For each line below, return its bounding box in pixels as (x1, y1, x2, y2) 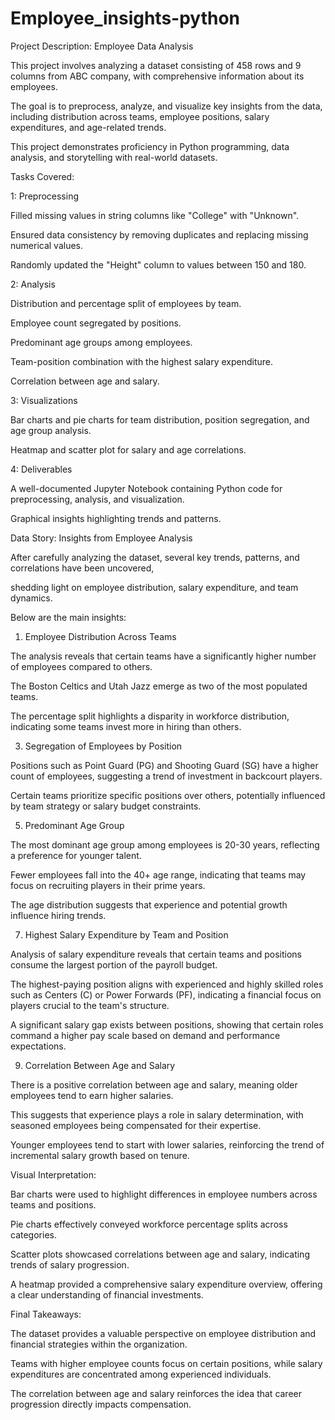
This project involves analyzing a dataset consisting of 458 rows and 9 (10, 59, 302, 71)
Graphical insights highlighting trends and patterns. (10, 512, 222, 524)
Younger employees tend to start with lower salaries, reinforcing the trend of (10, 1138, 325, 1151)
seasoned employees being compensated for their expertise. (10, 1119, 262, 1131)
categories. (10, 1228, 57, 1241)
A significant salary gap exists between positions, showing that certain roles (10, 1018, 324, 1031)
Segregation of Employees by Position (24, 740, 183, 752)
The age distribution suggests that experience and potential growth (10, 898, 288, 911)
